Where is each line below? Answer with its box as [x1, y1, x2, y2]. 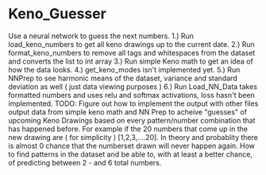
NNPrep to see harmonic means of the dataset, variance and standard [8, 73, 238, 83]
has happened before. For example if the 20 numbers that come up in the [8, 124, 249, 134]
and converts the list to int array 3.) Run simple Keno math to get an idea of [8, 56, 254, 66]
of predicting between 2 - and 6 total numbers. [8, 157, 162, 167]
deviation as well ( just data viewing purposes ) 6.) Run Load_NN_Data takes [8, 81, 258, 91]
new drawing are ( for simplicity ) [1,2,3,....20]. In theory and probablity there [8, 132, 258, 142]
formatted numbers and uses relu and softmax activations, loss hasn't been [8, 90, 256, 99]
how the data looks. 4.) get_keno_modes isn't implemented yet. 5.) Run [8, 64, 241, 74]
